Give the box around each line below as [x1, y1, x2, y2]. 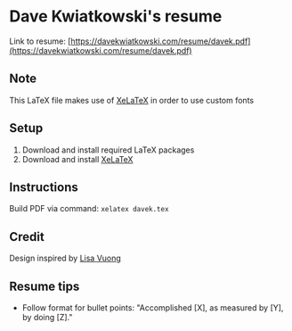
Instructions [9, 179, 78, 194]
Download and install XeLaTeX [21, 153, 134, 164]
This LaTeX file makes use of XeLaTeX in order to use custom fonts [9, 95, 255, 105]
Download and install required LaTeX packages [21, 145, 195, 155]
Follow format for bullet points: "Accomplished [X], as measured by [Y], [21, 302, 284, 313]
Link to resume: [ [9, 36, 71, 46]
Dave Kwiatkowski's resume [9, 6, 223, 27]
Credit [9, 229, 45, 244]
